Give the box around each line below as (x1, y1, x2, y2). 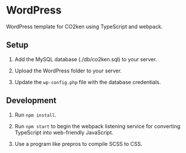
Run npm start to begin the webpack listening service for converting (14, 122, 181, 129)
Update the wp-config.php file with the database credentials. (14, 78, 161, 85)
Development (6, 95, 57, 106)
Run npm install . (14, 111, 57, 118)
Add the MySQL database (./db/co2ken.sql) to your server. (14, 55, 157, 62)
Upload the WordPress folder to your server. (14, 67, 122, 74)
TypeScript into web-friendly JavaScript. (14, 129, 114, 136)
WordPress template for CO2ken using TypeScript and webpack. (6, 23, 163, 30)
